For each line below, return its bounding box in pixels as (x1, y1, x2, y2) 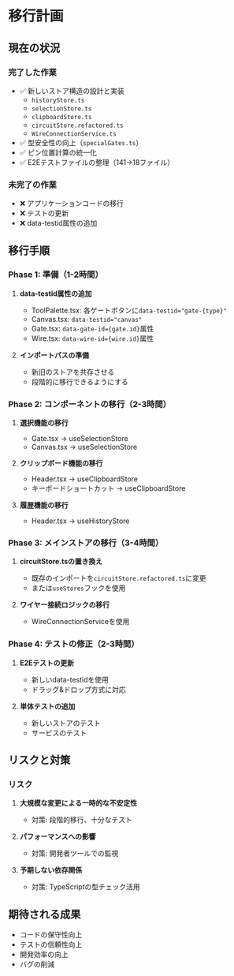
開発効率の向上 (19, 950, 69, 959)
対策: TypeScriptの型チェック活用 (31, 882, 140, 892)
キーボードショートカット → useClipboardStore (31, 484, 186, 493)
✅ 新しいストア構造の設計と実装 (19, 86, 124, 95)
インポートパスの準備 (19, 350, 89, 360)
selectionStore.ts (31, 104, 92, 113)
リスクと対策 (8, 754, 71, 767)
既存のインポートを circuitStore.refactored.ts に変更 (31, 574, 206, 583)
